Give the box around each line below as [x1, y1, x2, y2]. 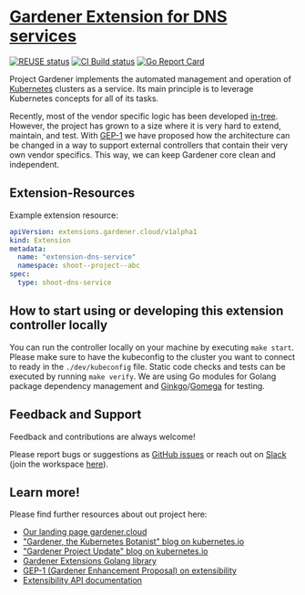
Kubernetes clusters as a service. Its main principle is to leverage [9, 83, 254, 94]
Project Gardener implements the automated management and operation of [9, 73, 291, 84]
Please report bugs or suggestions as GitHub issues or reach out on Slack [9, 448, 287, 459]
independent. [9, 159, 60, 169]
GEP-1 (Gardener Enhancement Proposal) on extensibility [22, 565, 237, 576]
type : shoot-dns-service [17, 278, 112, 287]
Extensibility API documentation [22, 575, 143, 586]
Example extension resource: [9, 210, 118, 221]
